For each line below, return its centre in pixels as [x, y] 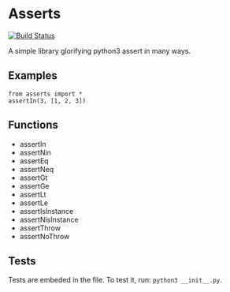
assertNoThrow [45, 236]
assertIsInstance [46, 211]
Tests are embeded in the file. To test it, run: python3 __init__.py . [115, 280]
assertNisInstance [49, 219]
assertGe [34, 185]
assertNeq [36, 169]
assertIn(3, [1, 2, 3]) [47, 101]
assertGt [33, 178]
